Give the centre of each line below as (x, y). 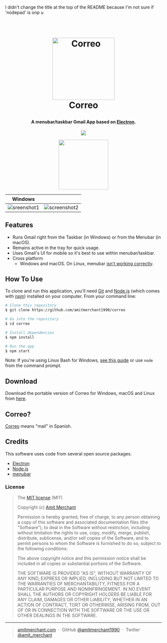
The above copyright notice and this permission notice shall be (82, 558)
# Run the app (20, 346)
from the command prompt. (33, 366)
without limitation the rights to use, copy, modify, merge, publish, (84, 533)
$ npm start (17, 351)
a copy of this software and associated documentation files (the (83, 522)
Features (19, 225)
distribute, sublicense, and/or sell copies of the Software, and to (83, 538)
